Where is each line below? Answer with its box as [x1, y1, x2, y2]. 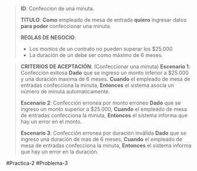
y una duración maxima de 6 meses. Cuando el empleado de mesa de [20, 76, 191, 82]
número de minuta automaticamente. [20, 88, 110, 95]
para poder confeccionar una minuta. [20, 23, 112, 29]
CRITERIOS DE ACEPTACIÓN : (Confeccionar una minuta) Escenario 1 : [20, 63, 191, 70]
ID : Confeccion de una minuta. [20, 5, 95, 12]
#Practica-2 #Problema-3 [6, 160, 68, 166]
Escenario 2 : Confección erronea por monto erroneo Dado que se [20, 99, 181, 106]
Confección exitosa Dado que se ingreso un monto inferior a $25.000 [20, 69, 189, 76]
